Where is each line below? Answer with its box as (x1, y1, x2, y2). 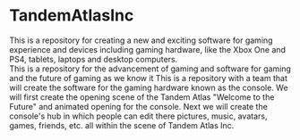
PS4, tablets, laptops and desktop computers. (9, 54, 178, 64)
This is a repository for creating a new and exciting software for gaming (9, 35, 273, 45)
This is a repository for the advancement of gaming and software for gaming (9, 63, 291, 74)
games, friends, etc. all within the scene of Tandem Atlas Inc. (9, 119, 235, 130)
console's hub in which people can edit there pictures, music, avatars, (9, 111, 268, 121)
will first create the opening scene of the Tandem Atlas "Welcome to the (9, 91, 275, 103)
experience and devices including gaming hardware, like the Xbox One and (9, 44, 287, 54)
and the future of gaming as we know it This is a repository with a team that (9, 72, 288, 83)
